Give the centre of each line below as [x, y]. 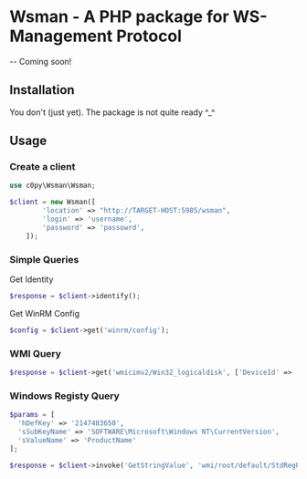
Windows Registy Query [65, 396]
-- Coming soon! [41, 61]
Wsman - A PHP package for [120, 17]
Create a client [42, 167]
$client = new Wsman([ [53, 203]
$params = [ [32, 415]
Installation [42, 90]
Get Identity [32, 279]
